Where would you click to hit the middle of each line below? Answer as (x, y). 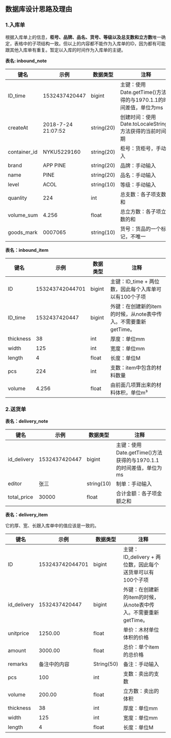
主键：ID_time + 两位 (135, 281)
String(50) (106, 664)
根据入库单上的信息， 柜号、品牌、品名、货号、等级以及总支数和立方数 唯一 (83, 37)
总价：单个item (141, 647)
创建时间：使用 (138, 117)
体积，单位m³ (132, 392)
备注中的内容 (54, 664)
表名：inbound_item (27, 250)
